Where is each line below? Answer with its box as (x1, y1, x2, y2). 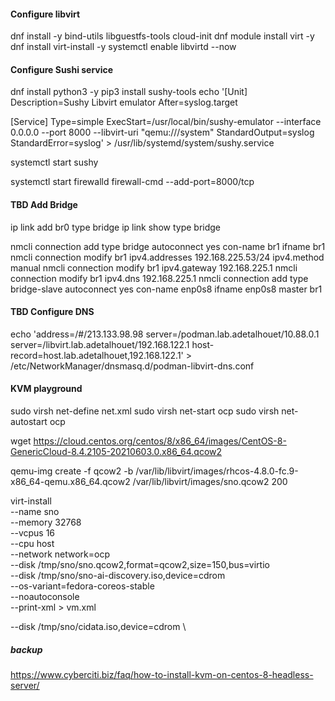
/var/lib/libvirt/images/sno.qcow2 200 (132, 476, 288, 488)
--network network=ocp (10, 548, 111, 560)
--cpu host (10, 538, 55, 550)
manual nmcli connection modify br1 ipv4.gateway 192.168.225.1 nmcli (10, 261, 298, 274)
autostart (10, 416, 48, 428)
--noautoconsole (10, 591, 80, 603)
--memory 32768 (10, 516, 82, 529)
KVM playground (10, 383, 83, 395)
